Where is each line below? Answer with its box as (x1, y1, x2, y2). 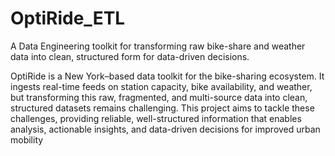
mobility (10, 133, 44, 146)
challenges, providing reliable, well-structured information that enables (10, 112, 302, 124)
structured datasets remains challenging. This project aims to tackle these (10, 102, 315, 114)
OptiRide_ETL (10, 7, 126, 30)
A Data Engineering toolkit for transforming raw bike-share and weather (10, 40, 306, 52)
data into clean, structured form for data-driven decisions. (10, 50, 250, 62)
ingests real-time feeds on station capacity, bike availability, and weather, (10, 80, 313, 92)
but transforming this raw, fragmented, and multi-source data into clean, (10, 91, 308, 103)
